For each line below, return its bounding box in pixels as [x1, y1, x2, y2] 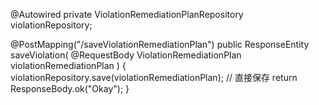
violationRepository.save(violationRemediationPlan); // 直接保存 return [10, 72, 298, 83]
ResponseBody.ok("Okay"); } [10, 83, 130, 94]
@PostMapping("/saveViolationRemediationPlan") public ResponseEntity [10, 39, 310, 50]
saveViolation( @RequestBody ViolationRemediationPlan [10, 49, 242, 61]
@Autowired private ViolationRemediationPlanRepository [10, 9, 244, 20]
